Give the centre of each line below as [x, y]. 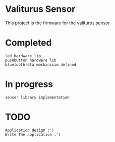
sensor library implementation [37, 97]
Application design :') [30, 130]
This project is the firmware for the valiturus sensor [57, 23]
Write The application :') [33, 135]
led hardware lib [23, 56]
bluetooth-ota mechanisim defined [41, 65]
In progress [29, 84]
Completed [29, 43]
